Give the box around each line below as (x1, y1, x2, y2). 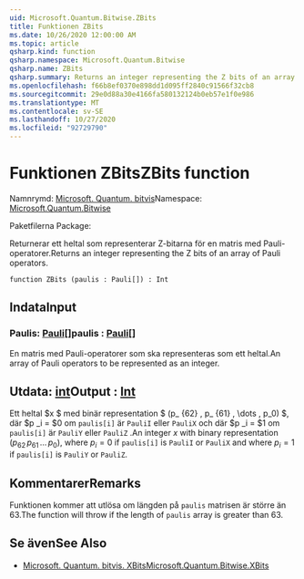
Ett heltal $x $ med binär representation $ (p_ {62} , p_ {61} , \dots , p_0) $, (9, 408, 289, 419)
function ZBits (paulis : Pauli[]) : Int (9, 274, 169, 284)
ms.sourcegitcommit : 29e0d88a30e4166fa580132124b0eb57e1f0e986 (9, 89, 255, 98)
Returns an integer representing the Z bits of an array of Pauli (50, 247, 280, 258)
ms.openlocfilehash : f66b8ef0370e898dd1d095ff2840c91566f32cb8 (9, 81, 255, 90)
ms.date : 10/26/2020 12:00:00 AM (9, 30, 137, 39)
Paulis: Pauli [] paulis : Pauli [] (9, 327, 137, 340)
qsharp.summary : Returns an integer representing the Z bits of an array (9, 73, 296, 82)
